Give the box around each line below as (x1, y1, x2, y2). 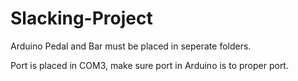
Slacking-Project (10, 7, 153, 30)
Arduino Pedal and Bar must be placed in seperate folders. (10, 40, 252, 52)
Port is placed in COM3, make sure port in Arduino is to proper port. (10, 59, 289, 71)
